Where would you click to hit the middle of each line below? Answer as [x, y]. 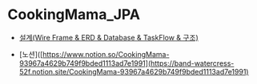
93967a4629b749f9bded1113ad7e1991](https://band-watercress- [126, 63]
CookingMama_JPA [74, 15]
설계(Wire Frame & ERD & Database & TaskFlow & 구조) [109, 37]
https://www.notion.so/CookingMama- [106, 54]
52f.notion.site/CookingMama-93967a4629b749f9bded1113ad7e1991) [134, 71]
